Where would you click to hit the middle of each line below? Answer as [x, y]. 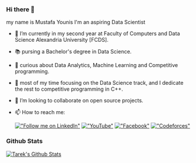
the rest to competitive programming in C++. [69, 89]
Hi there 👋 [21, 9]
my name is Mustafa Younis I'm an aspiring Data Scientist [76, 22]
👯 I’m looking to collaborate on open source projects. [79, 101]
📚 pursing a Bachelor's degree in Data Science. [73, 52]
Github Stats [24, 141]
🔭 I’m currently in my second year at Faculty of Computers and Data [97, 34]
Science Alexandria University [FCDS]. [61, 40]
